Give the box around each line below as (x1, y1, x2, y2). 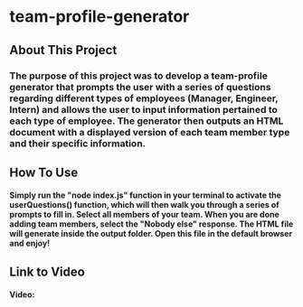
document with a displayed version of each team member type (9, 126, 290, 138)
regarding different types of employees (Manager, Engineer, (9, 92, 279, 105)
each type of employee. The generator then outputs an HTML (9, 115, 284, 127)
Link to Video (9, 264, 86, 279)
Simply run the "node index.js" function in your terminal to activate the (9, 190, 282, 200)
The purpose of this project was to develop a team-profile (9, 70, 269, 82)
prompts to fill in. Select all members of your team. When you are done (9, 209, 280, 220)
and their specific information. (9, 137, 147, 150)
